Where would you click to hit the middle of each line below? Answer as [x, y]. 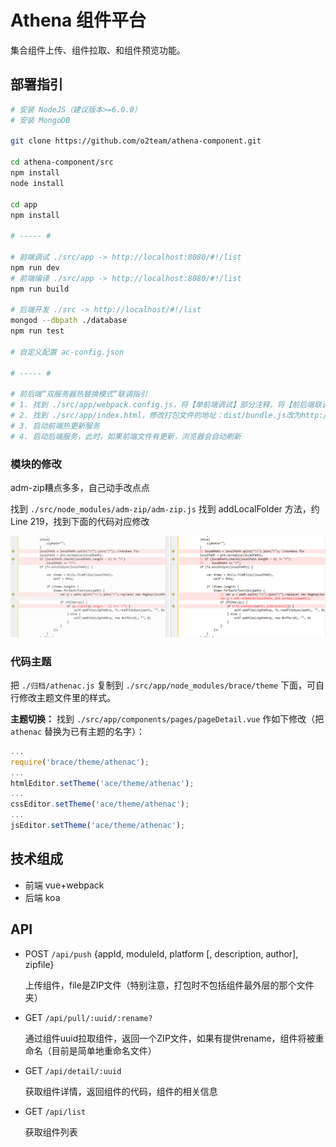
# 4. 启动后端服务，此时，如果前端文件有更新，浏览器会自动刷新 [126, 436]
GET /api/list [55, 1111]
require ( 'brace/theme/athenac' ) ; [80, 762]
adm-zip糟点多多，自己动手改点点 [80, 488]
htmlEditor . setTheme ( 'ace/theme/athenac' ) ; [102, 783]
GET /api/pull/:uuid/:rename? [88, 1017]
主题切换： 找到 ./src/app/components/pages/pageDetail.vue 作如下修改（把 [167, 718]
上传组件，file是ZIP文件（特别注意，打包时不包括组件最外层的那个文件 [169, 985]
